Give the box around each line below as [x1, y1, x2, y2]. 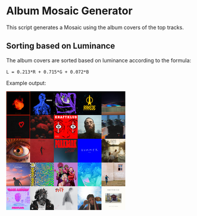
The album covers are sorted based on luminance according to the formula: [6, 56, 192, 63]
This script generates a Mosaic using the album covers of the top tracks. [6, 24, 185, 31]
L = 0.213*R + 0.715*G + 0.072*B [6, 69, 89, 75]
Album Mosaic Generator [6, 4, 133, 18]
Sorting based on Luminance [6, 41, 115, 51]
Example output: [6, 79, 46, 87]
